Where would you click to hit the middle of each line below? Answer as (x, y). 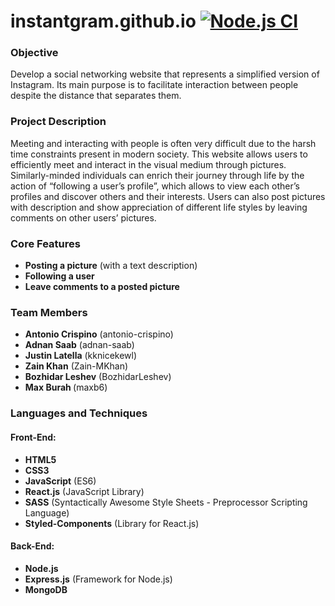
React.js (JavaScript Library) (84, 491)
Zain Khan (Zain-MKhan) (76, 366)
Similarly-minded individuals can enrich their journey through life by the (157, 175)
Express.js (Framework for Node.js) (98, 579)
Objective (34, 53)
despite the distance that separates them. (96, 96)
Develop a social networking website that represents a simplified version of (165, 74)
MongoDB (46, 589)
